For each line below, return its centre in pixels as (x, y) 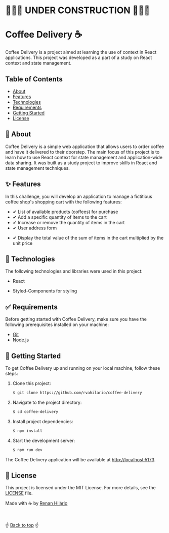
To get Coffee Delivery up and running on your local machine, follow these (83, 368)
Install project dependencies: (43, 421)
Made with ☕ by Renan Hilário (36, 504)
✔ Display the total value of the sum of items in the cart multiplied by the (88, 238)
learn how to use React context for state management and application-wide (84, 157)
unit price (23, 243)
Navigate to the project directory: (47, 402)
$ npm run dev (27, 450)
